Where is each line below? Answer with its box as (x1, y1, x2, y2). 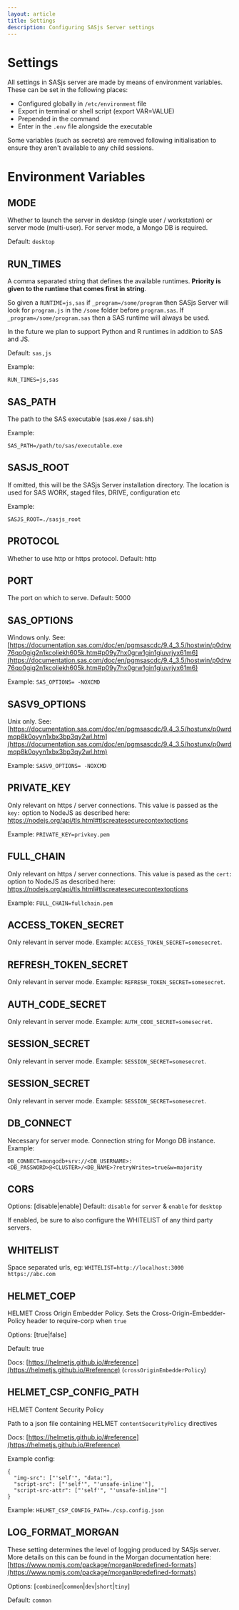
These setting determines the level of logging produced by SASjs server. (7, 1545, 221, 1554)
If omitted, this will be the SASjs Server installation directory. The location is (7, 480, 230, 489)
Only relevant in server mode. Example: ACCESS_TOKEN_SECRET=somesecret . (7, 938, 223, 946)
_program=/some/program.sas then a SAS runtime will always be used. (7, 313, 210, 322)
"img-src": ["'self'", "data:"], (14, 1474, 113, 1482)
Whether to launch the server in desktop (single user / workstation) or (7, 216, 213, 225)
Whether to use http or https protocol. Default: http (7, 554, 157, 562)
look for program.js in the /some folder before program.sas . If (7, 306, 184, 315)
